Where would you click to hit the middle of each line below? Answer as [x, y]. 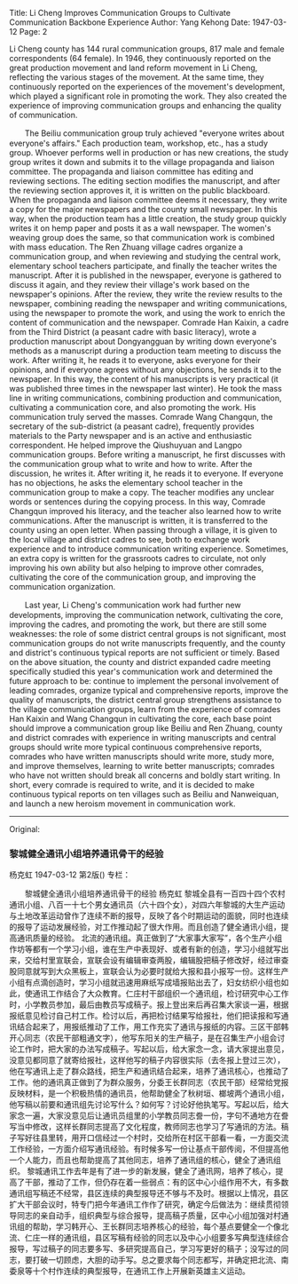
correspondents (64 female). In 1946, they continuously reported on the [140, 58]
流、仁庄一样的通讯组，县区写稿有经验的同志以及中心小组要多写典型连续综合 [149, 1238]
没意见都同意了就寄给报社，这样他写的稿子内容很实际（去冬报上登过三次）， [147, 1060]
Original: [25, 829]
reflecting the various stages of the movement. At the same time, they [137, 77]
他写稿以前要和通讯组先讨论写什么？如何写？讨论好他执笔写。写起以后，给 [145, 1105]
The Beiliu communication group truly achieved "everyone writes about [155, 133]
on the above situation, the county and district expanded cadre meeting [140, 662]
